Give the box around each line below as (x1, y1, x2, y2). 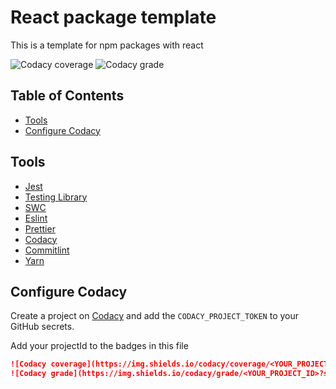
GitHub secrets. (10, 321, 75, 333)
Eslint (24, 212, 48, 224)
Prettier (24, 222, 56, 235)
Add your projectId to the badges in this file (10, 340, 189, 352)
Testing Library (24, 191, 88, 203)
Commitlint (24, 244, 70, 256)
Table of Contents (10, 87, 125, 105)
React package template (10, 6, 217, 29)
